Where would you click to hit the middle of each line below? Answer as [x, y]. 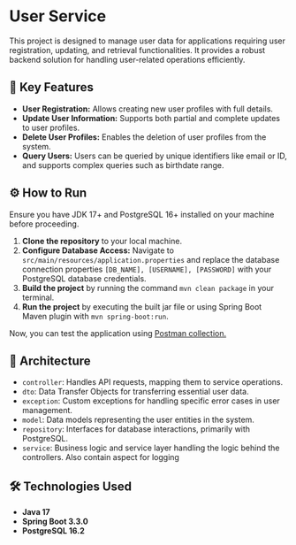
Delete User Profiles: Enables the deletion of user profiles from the [144, 137]
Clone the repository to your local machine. [102, 241]
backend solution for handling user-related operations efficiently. [127, 59]
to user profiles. [51, 127]
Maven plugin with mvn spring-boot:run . [95, 316]
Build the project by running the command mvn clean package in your [148, 288]
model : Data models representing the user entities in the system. [138, 420]
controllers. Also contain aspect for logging [100, 457]
